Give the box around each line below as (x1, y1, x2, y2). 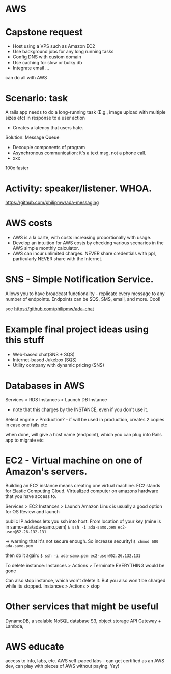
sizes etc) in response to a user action (5, 115, 85, 121)
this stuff (5, 334, 45, 346)
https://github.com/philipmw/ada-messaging (5, 199, 99, 206)
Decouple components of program (12, 144, 85, 151)
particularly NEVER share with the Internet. (12, 255, 103, 262)
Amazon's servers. (5, 465, 88, 477)
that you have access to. (5, 493, 57, 499)
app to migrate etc (5, 437, 44, 443)
